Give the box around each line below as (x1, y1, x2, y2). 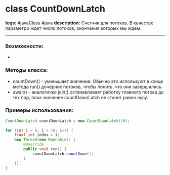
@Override (23, 142, 44, 147)
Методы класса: (5, 67, 48, 74)
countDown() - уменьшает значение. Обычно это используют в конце (12, 78, 163, 84)
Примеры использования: (5, 107, 74, 114)
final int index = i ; (14, 133, 60, 138)
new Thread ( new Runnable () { (14, 137, 76, 142)
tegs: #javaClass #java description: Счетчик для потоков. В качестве (5, 20, 154, 26)
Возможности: (5, 42, 44, 50)
